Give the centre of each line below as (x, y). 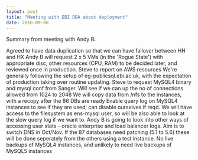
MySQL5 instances (29, 151)
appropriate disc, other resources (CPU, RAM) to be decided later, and (92, 63)
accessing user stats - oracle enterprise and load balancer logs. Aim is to (95, 126)
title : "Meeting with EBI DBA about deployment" (67, 17)
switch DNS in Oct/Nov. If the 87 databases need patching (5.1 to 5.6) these (98, 132)
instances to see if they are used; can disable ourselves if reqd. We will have (99, 107)
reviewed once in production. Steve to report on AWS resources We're (92, 70)
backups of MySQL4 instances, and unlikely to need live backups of (89, 145)
